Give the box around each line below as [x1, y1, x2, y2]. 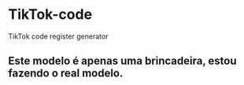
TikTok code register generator [8, 31, 109, 41]
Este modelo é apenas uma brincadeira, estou [8, 54, 237, 68]
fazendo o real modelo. [8, 67, 124, 80]
